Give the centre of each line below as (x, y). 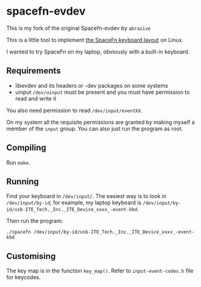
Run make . (18, 162)
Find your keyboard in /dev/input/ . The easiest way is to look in (86, 196)
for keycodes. (23, 277)
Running (23, 181)
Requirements (33, 71)
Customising (31, 256)
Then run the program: (35, 221)
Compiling (26, 148)
